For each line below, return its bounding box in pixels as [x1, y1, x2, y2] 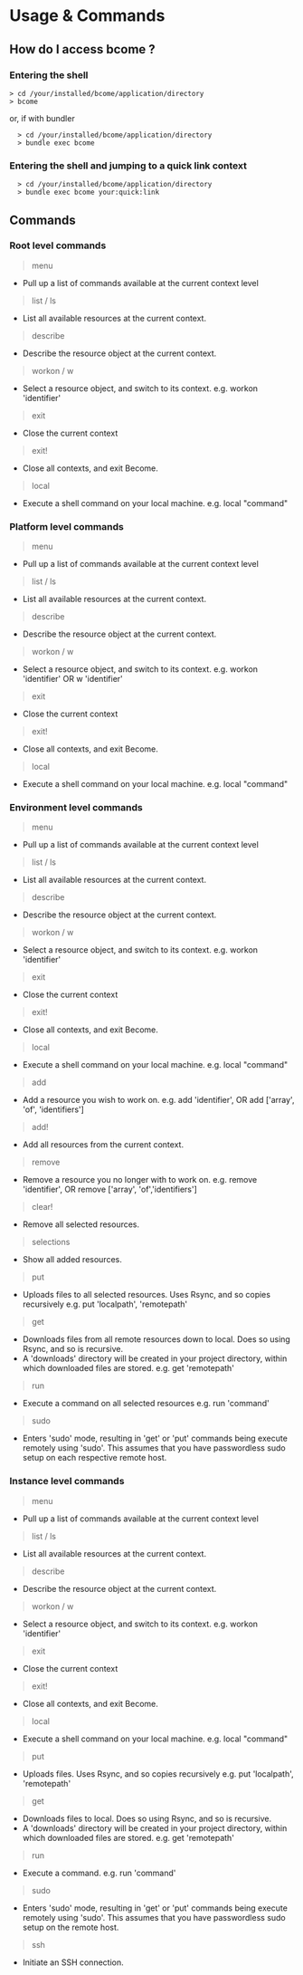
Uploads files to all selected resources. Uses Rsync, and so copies [22, 1290, 271, 1300]
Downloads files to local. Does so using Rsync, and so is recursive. [22, 1813, 272, 1824]
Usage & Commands [9, 5, 166, 26]
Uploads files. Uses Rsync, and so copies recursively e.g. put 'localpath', [22, 1768, 294, 1779]
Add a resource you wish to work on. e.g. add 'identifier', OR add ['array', [22, 1095, 295, 1106]
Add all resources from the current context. [22, 1139, 184, 1150]
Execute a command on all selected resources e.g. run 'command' [22, 1398, 270, 1409]
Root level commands [9, 239, 107, 252]
